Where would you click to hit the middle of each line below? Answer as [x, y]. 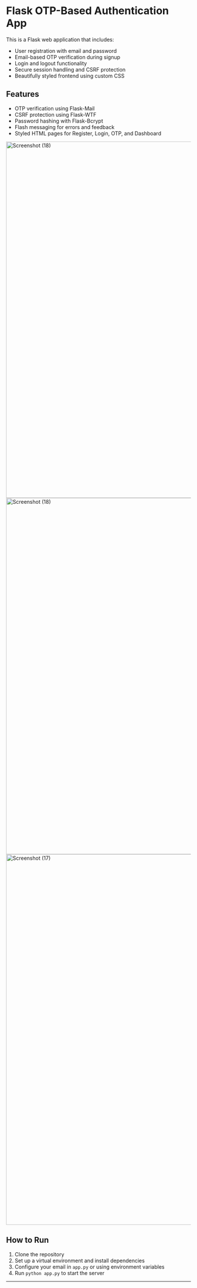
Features [23, 94]
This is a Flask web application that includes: [60, 39]
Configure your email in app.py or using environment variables [89, 1267]
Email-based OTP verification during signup [67, 57]
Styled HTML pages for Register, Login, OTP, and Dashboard [88, 133]
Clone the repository [39, 1254]
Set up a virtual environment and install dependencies [79, 1260]
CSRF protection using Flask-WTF [55, 114]
